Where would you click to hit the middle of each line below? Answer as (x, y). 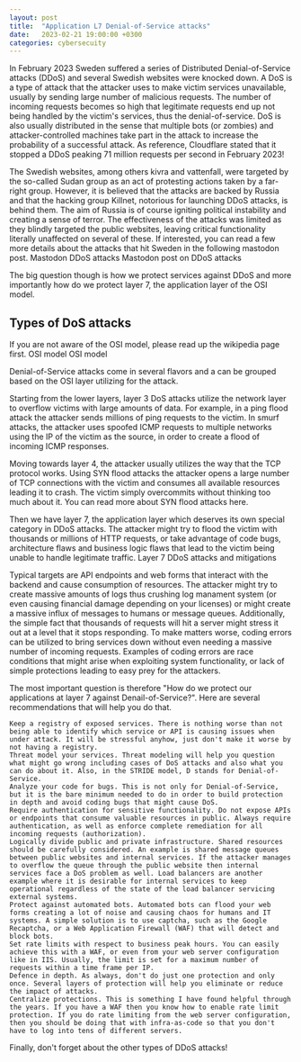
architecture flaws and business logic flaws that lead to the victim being (142, 548)
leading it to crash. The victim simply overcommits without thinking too (140, 492)
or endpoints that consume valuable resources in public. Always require (150, 819)
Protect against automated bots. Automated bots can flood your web (140, 905)
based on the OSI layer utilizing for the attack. (94, 381)
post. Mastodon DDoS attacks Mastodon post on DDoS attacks (126, 258)
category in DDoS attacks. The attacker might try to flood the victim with (143, 529)
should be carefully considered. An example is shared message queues (144, 850)
